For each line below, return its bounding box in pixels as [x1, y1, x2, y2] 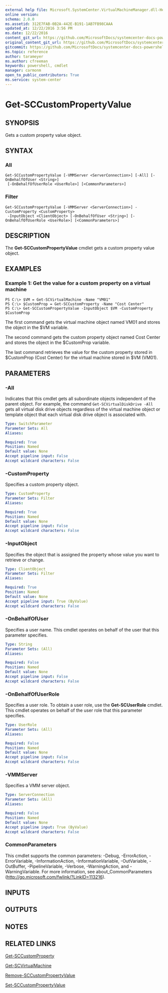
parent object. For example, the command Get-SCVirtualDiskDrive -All [5, 401, 153, 407]
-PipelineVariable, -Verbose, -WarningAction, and [27, 863, 129, 869]
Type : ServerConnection [5, 792, 55, 798]
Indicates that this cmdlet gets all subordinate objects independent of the [5, 395, 156, 402]
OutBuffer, [5, 863, 26, 869]
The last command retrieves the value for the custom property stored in [5, 349, 152, 355]
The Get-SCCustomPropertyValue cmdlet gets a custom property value [5, 245, 155, 251]
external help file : [5, 7, 48, 13]
